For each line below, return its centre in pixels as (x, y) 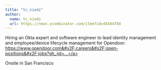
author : (13, 14)
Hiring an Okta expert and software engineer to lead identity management (81, 38)
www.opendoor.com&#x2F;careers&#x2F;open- (69, 48)
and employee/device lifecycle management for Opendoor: (65, 43)
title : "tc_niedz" (24, 10)
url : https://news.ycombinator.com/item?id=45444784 (65, 24)
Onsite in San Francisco (29, 63)
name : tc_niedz (25, 19)
